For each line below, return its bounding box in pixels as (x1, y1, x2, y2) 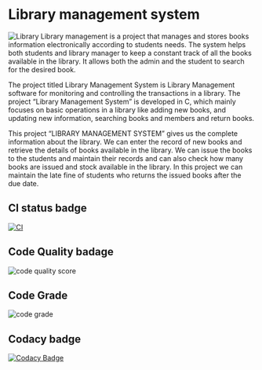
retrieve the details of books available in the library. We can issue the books (8, 145, 253, 155)
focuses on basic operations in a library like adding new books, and (8, 104, 226, 115)
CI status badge (8, 202, 88, 215)
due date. (8, 178, 39, 188)
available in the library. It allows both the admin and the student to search (8, 57, 245, 66)
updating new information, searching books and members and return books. (8, 113, 255, 123)
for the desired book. (8, 64, 76, 74)
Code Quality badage (8, 245, 114, 258)
